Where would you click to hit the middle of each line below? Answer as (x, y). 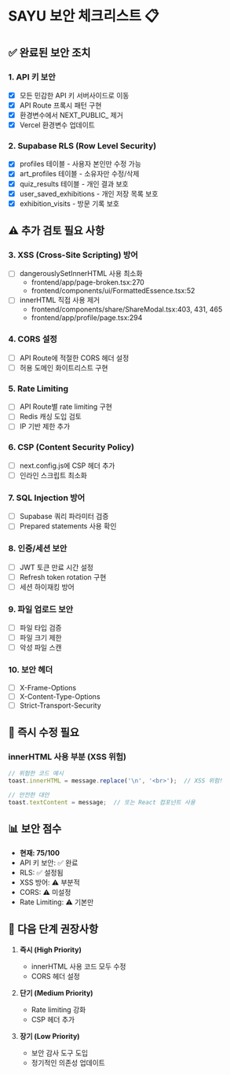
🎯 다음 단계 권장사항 (53, 929)
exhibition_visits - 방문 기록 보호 (69, 203)
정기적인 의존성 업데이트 (68, 1062)
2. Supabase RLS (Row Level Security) (82, 146)
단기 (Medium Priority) (56, 992)
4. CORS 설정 (33, 339)
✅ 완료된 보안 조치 (49, 52)
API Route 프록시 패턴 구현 (60, 105)
